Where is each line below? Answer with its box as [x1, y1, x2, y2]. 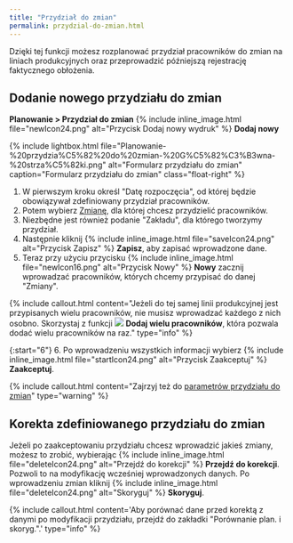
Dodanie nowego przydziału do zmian [9, 90, 222, 105]
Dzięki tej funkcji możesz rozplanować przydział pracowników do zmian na [9, 45, 283, 56]
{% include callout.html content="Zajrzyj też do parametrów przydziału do [9, 381, 281, 392]
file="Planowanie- [100, 141, 167, 151]
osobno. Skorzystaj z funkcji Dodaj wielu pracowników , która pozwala [9, 318, 279, 329]
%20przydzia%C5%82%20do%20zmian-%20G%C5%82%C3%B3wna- [9, 150, 276, 161]
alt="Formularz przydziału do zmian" [107, 159, 242, 170]
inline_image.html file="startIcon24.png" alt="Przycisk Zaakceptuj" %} [9, 354, 268, 365]
